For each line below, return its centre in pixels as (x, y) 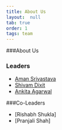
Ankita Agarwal (33, 91)
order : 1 (17, 28)
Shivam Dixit (30, 85)
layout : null (24, 17)
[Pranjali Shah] (32, 121)
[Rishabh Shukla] (35, 115)
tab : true (18, 23)
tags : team (19, 34)
